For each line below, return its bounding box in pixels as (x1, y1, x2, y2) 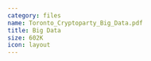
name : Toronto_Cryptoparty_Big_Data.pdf (7, 19, 144, 27)
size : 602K (7, 33, 44, 42)
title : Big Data (7, 26, 61, 34)
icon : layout (7, 41, 51, 49)
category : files (7, 11, 61, 20)
